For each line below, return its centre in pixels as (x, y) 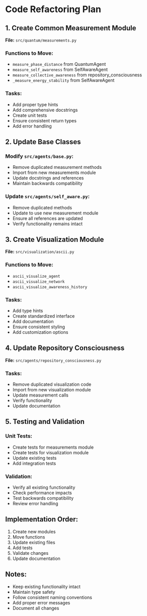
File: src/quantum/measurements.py (41, 40)
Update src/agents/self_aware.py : (47, 197)
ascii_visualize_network (39, 282)
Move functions (29, 537)
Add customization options (40, 332)
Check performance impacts (42, 493)
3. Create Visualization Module (55, 239)
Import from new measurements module (54, 172)
